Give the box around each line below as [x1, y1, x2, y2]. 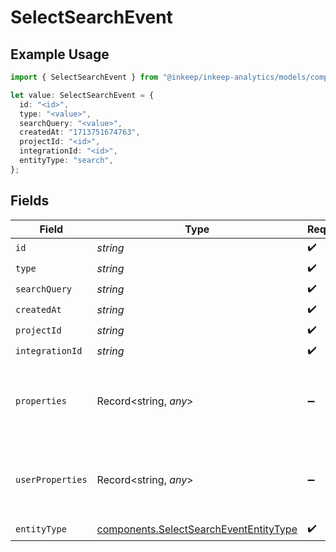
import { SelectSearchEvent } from [10, 72, 159, 82]
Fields [10, 192, 50, 210]
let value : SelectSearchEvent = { [10, 90, 155, 100]
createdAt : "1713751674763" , [19, 127, 141, 138]
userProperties [15, 474, 88, 485]
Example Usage [10, 46, 110, 63]
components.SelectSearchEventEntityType [96, 522, 298, 536]
